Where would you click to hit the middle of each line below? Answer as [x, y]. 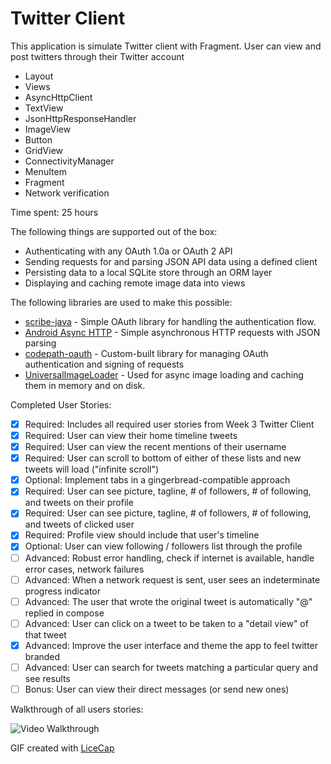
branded [42, 656]
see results [47, 678]
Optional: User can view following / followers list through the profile [163, 546]
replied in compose [64, 613]
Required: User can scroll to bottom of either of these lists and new [163, 458]
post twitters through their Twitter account [97, 56]
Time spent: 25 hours [54, 212]
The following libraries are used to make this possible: [121, 302]
